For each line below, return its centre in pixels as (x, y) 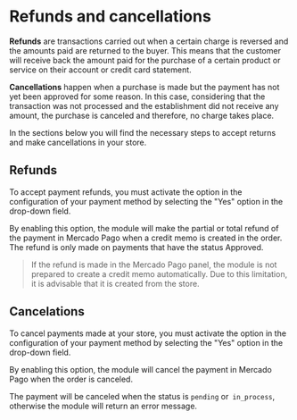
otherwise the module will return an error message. (103, 406)
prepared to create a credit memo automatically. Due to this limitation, (159, 273)
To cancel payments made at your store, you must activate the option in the (148, 333)
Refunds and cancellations (110, 17)
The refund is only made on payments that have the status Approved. (136, 247)
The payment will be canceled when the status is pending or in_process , (142, 396)
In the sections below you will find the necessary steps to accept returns (143, 132)
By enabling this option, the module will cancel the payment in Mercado (140, 369)
